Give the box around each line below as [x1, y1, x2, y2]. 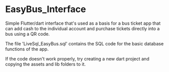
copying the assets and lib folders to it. [5, 61, 86, 67]
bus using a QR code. [5, 31, 50, 37]
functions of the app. [5, 46, 49, 52]
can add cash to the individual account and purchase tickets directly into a [5, 25, 160, 31]
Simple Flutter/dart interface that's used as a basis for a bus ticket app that [5, 20, 161, 26]
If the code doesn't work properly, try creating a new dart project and [5, 55, 150, 61]
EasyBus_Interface [5, 4, 86, 15]
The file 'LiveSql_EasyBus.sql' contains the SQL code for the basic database [5, 40, 164, 46]
